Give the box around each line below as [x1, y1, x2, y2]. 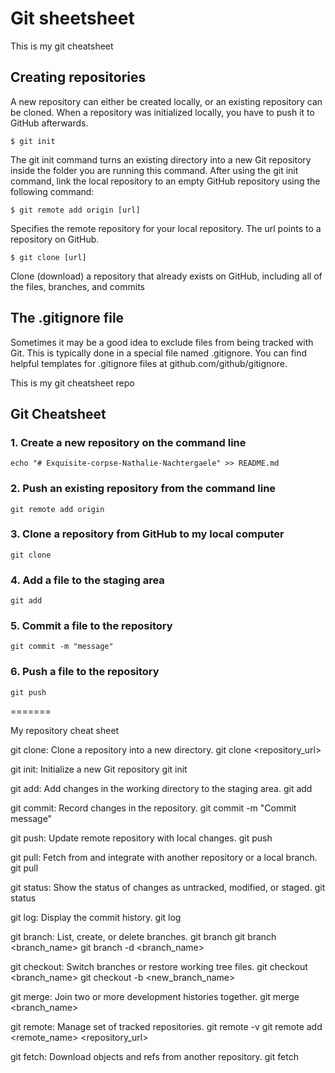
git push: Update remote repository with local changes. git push [10, 832, 273, 844]
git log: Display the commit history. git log [10, 911, 182, 923]
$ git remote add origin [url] [10, 205, 141, 215]
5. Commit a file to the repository [10, 619, 173, 633]
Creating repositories [10, 69, 147, 86]
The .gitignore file [10, 310, 125, 327]
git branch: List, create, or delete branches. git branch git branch [10, 930, 277, 942]
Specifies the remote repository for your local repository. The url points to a [10, 222, 322, 234]
